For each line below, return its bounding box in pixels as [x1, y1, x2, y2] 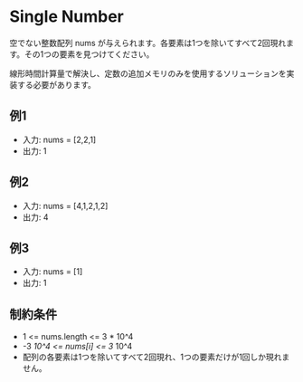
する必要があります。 [16, 79, 97, 90]
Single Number [9, 6, 125, 27]
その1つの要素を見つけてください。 [24, 48, 155, 60]
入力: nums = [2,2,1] [22, 134, 97, 145]
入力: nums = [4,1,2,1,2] [22, 200, 109, 211]
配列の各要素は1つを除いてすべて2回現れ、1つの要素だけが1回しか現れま [22, 351, 290, 363]
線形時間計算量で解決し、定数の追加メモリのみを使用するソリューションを [9, 68, 287, 79]
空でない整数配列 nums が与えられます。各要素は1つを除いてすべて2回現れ [9, 37, 287, 48]
